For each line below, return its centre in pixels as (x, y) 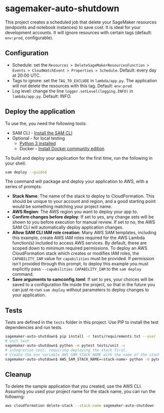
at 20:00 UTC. (26, 75)
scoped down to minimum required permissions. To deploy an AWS (80, 248)
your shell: (16, 163)
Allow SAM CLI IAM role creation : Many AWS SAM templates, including (84, 233)
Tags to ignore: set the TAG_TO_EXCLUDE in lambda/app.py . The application (84, 80)
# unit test (17, 341)
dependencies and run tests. (34, 328)
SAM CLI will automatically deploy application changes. (68, 227)
